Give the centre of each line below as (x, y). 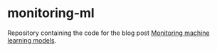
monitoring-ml (51, 13)
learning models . (32, 40)
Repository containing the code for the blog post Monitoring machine (108, 33)
